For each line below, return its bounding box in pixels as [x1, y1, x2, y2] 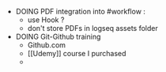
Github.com [27, 40, 66, 50]
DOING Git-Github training [15, 32, 101, 41]
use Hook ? [27, 15, 65, 25]
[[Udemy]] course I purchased [27, 49, 126, 58]
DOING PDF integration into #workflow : [15, 7, 146, 16]
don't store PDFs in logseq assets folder [27, 24, 158, 32]
